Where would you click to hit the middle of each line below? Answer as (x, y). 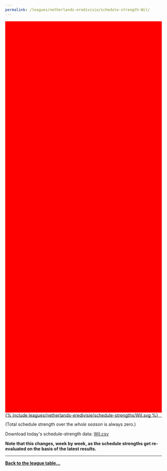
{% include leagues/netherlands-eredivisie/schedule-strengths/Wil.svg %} (82, 415)
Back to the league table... (33, 463)
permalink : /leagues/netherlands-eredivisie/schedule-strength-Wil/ (78, 10)
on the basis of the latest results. (62, 449)
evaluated (16, 449)
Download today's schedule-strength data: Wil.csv (57, 434)
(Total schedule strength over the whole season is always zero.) (71, 424)
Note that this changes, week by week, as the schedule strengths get (78, 443)
